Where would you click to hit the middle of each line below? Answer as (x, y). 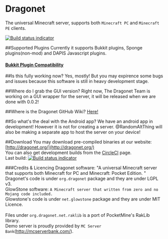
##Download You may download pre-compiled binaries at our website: (79, 142)
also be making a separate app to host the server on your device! (73, 132)
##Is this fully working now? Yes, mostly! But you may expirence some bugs (84, 76)
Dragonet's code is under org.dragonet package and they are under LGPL (82, 179)
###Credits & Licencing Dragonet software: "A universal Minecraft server (81, 168)
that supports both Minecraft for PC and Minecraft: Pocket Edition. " (76, 173)
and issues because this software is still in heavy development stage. (77, 81)
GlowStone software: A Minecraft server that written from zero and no (82, 189)
